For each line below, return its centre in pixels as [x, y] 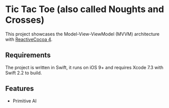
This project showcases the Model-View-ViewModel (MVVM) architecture [82, 34]
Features [20, 89]
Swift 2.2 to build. [24, 73]
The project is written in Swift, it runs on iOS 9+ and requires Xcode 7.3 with [84, 67]
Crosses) [25, 20]
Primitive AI [25, 101]
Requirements [28, 55]
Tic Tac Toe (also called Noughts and [85, 9]
